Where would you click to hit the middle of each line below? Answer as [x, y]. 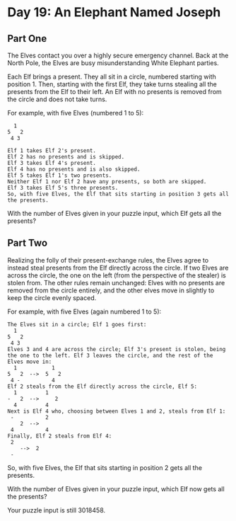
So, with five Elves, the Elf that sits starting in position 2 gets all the [105, 467]
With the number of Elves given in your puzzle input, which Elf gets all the [114, 213]
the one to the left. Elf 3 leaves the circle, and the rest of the [110, 355]
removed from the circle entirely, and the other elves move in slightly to [111, 290]
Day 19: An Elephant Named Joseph [114, 12]
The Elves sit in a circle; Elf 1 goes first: [77, 324]
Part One [27, 39]
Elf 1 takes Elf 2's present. [52, 151]
